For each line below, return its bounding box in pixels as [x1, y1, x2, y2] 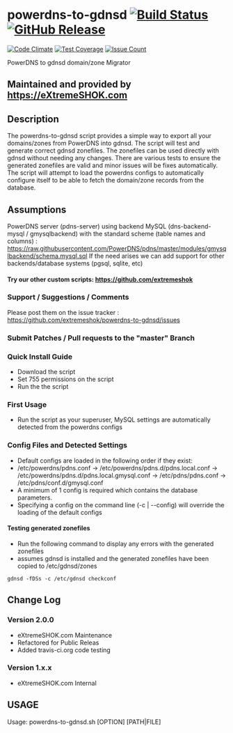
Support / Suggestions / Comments [7, 293, 129, 302]
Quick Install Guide [7, 352, 73, 362]
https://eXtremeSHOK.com [7, 89, 128, 101]
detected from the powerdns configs [17, 423, 123, 431]
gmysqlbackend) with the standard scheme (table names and [30, 229, 206, 238]
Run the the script [17, 383, 69, 391]
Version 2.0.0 [7, 615, 54, 625]
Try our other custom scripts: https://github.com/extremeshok [7, 275, 193, 284]
